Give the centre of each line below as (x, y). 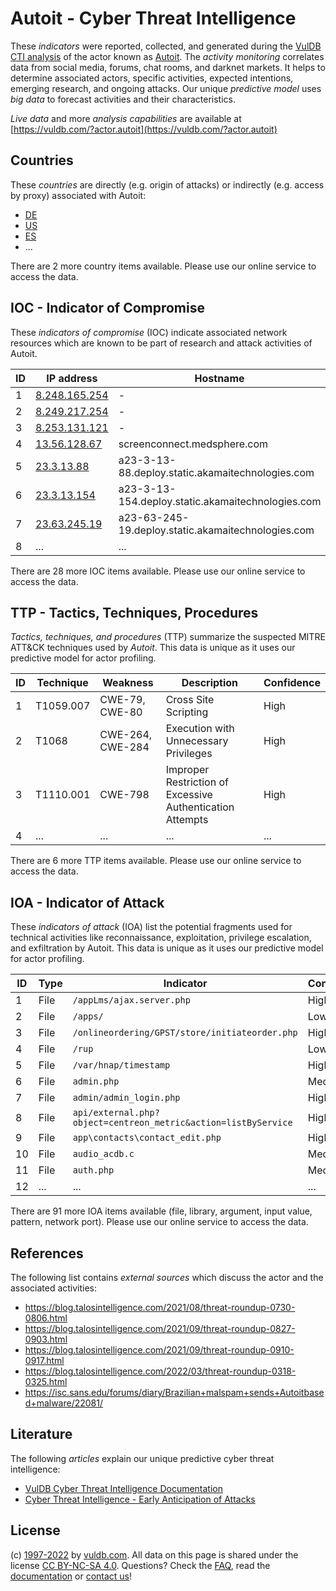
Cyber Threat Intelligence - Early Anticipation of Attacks (140, 1499)
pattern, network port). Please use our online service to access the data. (159, 1222)
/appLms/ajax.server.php (131, 1000)
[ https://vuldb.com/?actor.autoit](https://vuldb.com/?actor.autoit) (144, 129)
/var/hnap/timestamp (121, 1065)
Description (210, 683)
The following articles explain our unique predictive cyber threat (142, 1458)
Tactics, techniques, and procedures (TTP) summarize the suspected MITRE (168, 637)
